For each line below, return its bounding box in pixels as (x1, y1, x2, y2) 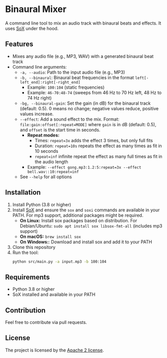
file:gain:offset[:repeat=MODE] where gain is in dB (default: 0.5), (19, 121, 157, 127)
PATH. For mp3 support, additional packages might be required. (12, 212, 144, 218)
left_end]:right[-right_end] (19, 80, 81, 85)
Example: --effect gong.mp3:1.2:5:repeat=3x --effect (27, 164, 142, 170)
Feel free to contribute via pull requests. (5, 319, 87, 325)
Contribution (5, 306, 46, 314)
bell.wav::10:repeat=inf (27, 169, 79, 174)
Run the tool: (12, 249, 39, 255)
